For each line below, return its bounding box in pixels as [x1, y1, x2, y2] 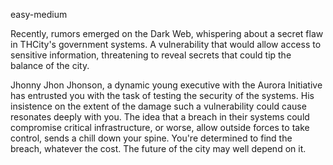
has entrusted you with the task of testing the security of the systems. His [10, 90, 315, 101]
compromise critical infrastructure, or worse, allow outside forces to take [10, 122, 310, 133]
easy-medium [10, 9, 68, 20]
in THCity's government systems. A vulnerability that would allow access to [10, 39, 322, 50]
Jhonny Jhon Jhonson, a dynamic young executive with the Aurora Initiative [10, 79, 323, 91]
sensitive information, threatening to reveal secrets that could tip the [10, 49, 292, 61]
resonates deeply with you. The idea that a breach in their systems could [10, 111, 310, 123]
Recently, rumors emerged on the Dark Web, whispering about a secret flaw [10, 28, 324, 39]
